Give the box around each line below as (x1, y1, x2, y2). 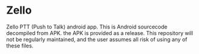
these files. (6, 42, 34, 49)
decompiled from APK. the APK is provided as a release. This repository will (6, 29, 194, 36)
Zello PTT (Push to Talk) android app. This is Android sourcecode (6, 23, 168, 30)
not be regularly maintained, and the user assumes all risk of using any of (6, 36, 188, 43)
